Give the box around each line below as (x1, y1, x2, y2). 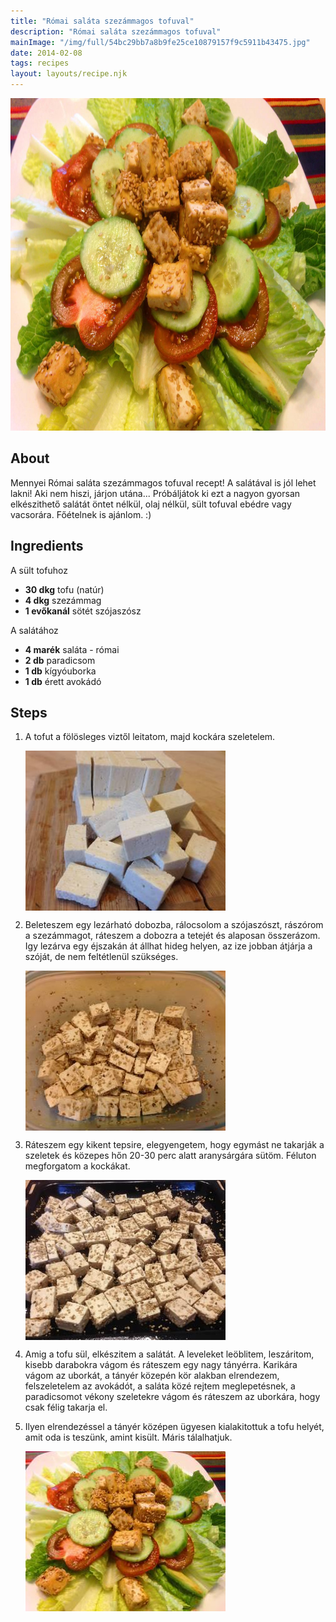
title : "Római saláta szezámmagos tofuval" (10, 16, 195, 26)
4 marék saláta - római (24, 643, 120, 655)
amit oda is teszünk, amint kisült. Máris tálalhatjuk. (24, 1431, 233, 1444)
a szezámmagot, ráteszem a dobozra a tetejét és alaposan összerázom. (24, 930, 321, 942)
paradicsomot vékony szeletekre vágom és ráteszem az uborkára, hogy (24, 1391, 321, 1403)
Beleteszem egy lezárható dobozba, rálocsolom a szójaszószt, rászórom (24, 919, 324, 931)
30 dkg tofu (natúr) (24, 583, 105, 595)
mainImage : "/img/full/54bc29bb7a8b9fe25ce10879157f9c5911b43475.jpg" (10, 37, 311, 47)
